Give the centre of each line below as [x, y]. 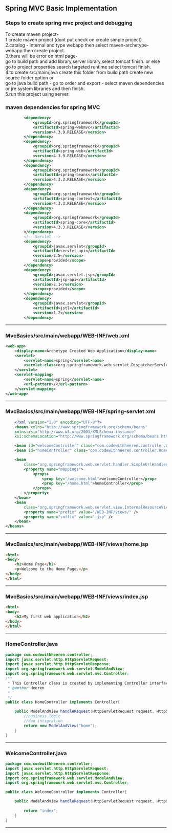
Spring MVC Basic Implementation [61, 8]
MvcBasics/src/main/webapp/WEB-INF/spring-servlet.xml [80, 411]
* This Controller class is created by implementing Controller [77, 683]
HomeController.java [32, 644]
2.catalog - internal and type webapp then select [57, 45]
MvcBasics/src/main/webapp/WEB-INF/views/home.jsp [77, 544]
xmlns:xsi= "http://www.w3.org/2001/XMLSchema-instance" [76, 432]
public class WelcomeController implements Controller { [66, 792]
